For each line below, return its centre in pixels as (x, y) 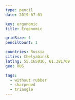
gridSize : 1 (18, 38)
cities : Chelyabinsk (27, 57)
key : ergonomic (22, 24)
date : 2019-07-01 (24, 15)
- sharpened (23, 85)
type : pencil (19, 10)
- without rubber (29, 80)
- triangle (22, 90)
